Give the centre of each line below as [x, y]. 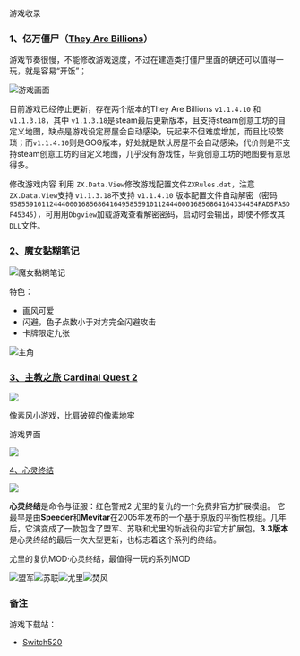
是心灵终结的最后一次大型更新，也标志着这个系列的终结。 [115, 539]
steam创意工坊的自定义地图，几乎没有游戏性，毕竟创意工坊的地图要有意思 [154, 154]
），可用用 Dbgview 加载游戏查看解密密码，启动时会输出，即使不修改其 [159, 214]
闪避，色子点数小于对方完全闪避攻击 [89, 322]
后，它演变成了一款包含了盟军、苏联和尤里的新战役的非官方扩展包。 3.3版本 [149, 528]
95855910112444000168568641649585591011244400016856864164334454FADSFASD [150, 204]
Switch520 [42, 643]
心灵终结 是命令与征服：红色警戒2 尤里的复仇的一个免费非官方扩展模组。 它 [147, 505]
